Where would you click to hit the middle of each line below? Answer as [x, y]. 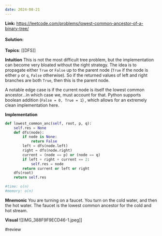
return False [44, 142]
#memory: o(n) [19, 191]
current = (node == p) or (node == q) [61, 155]
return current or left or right [56, 168]
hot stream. [16, 210]
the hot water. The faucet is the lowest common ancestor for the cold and [78, 205]
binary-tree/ [17, 28]
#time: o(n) [17, 187]
